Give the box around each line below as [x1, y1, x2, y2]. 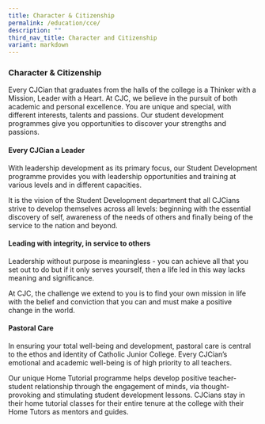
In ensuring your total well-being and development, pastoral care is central [8, 342, 252, 351]
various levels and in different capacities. [8, 180, 142, 189]
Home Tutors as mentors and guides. [8, 407, 129, 417]
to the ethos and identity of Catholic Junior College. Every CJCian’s [8, 350, 228, 359]
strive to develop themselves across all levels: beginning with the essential [8, 204, 252, 213]
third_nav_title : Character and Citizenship [8, 33, 157, 42]
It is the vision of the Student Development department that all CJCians [8, 195, 240, 204]
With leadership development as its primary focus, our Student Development [8, 163, 258, 173]
